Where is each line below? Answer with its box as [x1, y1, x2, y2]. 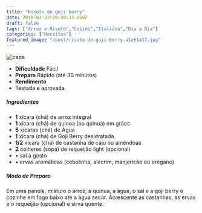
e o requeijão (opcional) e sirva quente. [6, 200, 104, 207]
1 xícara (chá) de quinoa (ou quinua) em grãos [15, 119, 130, 127]
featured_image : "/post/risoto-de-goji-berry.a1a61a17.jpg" [6, 37, 161, 43]
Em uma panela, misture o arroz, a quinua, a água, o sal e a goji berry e [6, 187, 183, 194]
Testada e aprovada [15, 84, 65, 91]
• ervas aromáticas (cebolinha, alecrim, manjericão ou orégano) [15, 158, 174, 165]
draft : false [6, 20, 39, 26]
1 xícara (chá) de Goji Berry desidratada [15, 132, 114, 139]
